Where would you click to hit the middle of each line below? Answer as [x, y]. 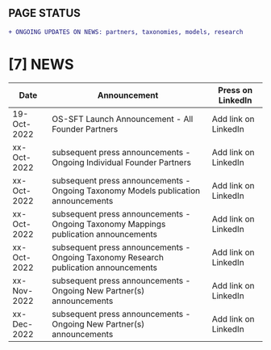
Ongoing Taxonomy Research [108, 257]
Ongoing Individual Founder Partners [122, 162]
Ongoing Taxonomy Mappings [109, 224]
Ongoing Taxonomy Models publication [126, 191]
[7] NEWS [41, 64]
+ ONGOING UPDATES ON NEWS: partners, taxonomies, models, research [126, 32]
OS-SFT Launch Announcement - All [123, 119]
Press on [235, 90]
